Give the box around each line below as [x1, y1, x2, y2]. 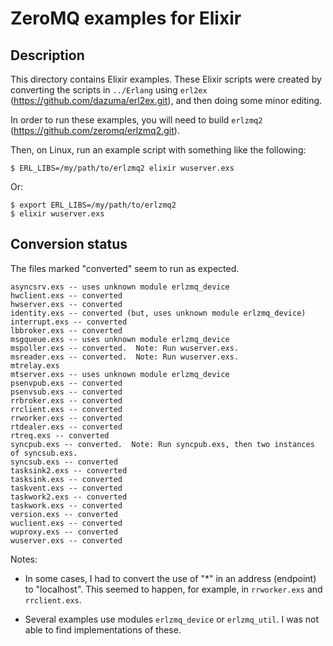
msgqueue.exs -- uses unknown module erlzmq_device [10, 334, 230, 344]
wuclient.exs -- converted [10, 518, 123, 528]
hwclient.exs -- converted [10, 290, 123, 301]
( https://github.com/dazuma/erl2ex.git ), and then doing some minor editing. [10, 95, 323, 106]
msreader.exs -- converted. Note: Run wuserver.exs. [10, 352, 240, 362]
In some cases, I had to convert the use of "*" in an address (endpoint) [24, 572, 317, 584]
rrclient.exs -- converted [10, 404, 123, 414]
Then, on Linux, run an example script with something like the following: [10, 144, 307, 156]
